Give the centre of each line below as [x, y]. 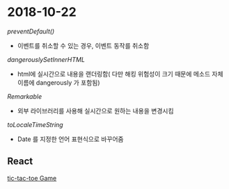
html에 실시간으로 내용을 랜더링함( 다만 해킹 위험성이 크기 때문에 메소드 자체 [120, 74]
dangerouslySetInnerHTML [46, 59]
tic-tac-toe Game [32, 178]
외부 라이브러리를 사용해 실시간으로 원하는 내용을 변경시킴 [95, 110]
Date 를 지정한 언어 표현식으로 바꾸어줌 [70, 139]
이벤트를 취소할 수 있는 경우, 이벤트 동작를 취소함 [83, 45]
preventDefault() [31, 31]
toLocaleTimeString [35, 124]
